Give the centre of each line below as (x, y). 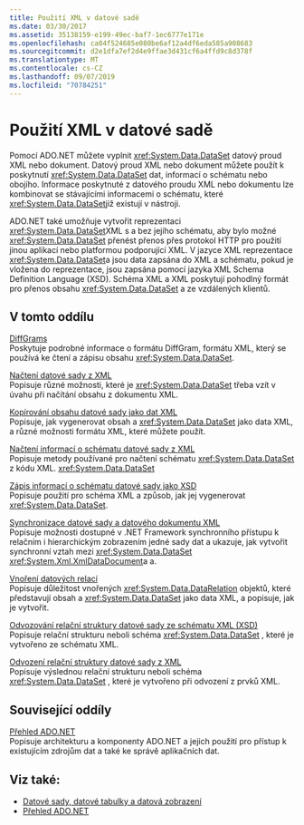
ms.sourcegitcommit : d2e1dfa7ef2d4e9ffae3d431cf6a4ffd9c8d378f (131, 52)
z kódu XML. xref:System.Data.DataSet (82, 469)
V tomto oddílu (52, 317)
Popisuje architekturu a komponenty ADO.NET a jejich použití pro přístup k (148, 742)
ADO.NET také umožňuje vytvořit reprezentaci (95, 221)
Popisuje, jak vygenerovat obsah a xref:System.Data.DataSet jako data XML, (152, 422)
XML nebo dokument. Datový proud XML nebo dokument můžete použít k (147, 165)
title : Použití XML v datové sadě (75, 18)
